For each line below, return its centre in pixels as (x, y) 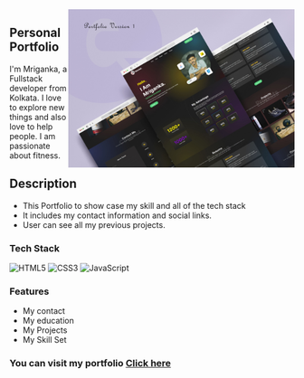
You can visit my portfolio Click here (90, 364)
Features (29, 291)
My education (48, 321)
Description (43, 184)
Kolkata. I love (35, 98)
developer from (38, 88)
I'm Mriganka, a (38, 69)
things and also (38, 117)
